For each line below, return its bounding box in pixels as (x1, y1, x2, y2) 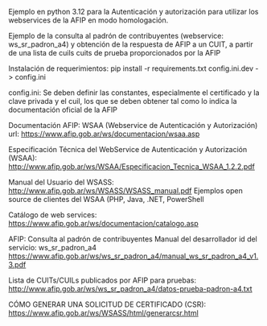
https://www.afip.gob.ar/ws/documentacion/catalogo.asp (8, 219, 199, 228)
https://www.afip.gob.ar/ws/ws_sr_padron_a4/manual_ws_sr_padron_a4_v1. (8, 251, 259, 261)
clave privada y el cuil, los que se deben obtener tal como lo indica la (8, 97, 237, 105)
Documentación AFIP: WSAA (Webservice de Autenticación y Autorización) (8, 121, 258, 130)
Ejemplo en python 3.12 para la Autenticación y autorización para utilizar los (8, 7, 259, 16)
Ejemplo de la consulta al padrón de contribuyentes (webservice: (8, 31, 224, 40)
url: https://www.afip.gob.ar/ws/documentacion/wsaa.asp (8, 129, 200, 138)
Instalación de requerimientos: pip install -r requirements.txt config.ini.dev (8, 64, 254, 73)
